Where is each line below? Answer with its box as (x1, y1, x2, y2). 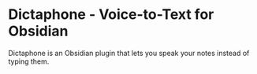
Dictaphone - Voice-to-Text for (8, 6, 214, 24)
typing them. (8, 57, 50, 66)
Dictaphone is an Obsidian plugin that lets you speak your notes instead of (8, 48, 250, 57)
